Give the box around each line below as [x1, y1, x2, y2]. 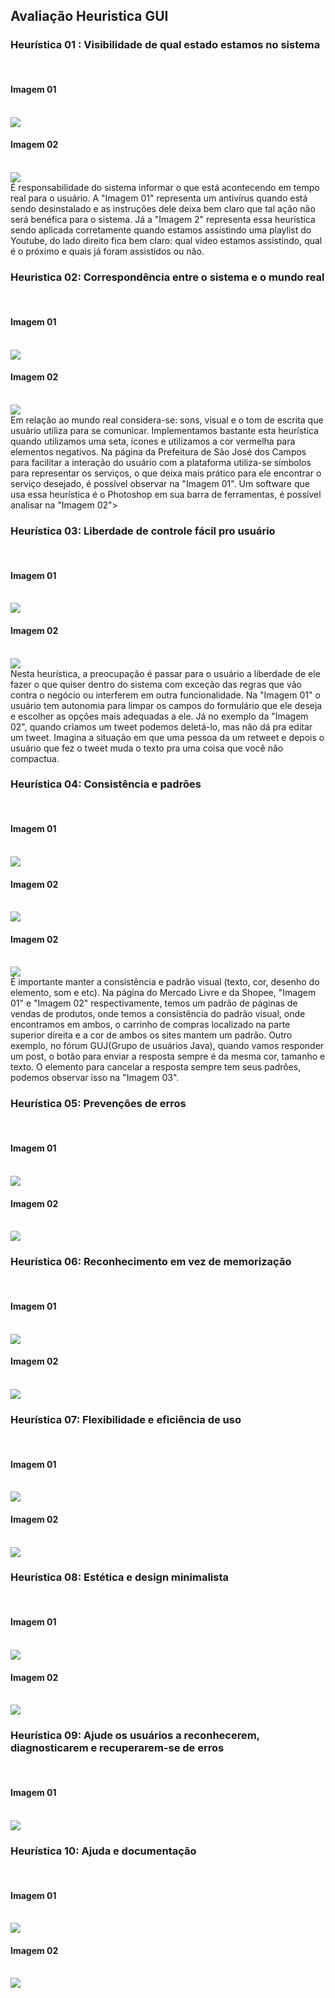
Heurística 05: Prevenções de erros [10, 1097, 187, 1111]
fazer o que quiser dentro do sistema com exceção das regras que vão [10, 678, 302, 690]
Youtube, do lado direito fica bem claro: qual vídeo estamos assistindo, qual [10, 235, 323, 247]
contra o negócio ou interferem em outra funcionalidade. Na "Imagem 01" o [10, 689, 321, 701]
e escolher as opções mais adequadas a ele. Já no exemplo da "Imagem [10, 710, 309, 722]
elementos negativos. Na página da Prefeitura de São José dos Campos [10, 445, 307, 458]
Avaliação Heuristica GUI [10, 8, 169, 25]
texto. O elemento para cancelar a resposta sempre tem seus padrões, [10, 1061, 302, 1073]
